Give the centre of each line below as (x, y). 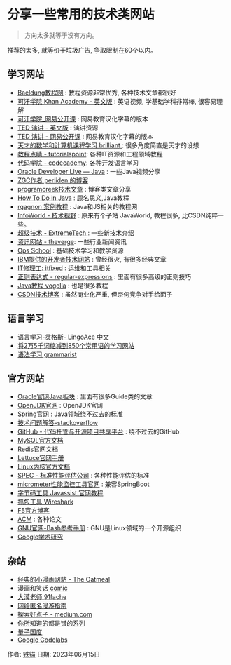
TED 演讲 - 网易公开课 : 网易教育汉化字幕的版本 (85, 136)
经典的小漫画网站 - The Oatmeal (64, 579)
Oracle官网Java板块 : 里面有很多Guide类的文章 (85, 396)
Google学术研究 (40, 537)
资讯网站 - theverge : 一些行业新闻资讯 (72, 241)
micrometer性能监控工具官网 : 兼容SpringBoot (83, 484)
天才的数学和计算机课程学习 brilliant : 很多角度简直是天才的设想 (108, 145)
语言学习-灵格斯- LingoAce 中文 (63, 337)
